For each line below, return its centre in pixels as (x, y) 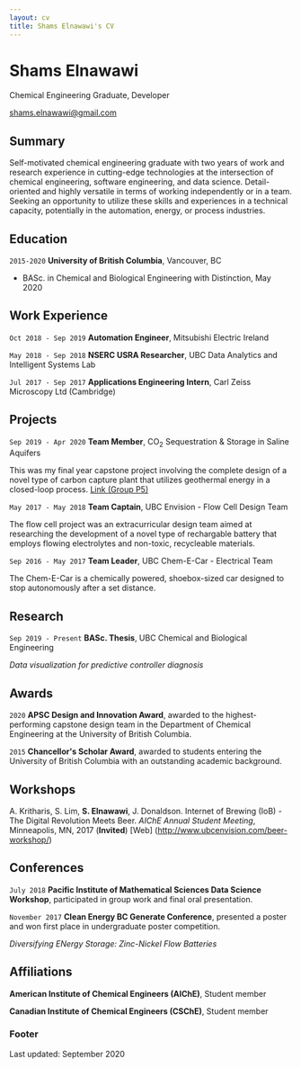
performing (30, 724)
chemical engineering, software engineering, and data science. (126, 182)
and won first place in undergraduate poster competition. (115, 926)
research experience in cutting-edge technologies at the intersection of (142, 173)
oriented (25, 192)
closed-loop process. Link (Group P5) (79, 489)
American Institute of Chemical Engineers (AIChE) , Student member (138, 993)
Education (39, 239)
